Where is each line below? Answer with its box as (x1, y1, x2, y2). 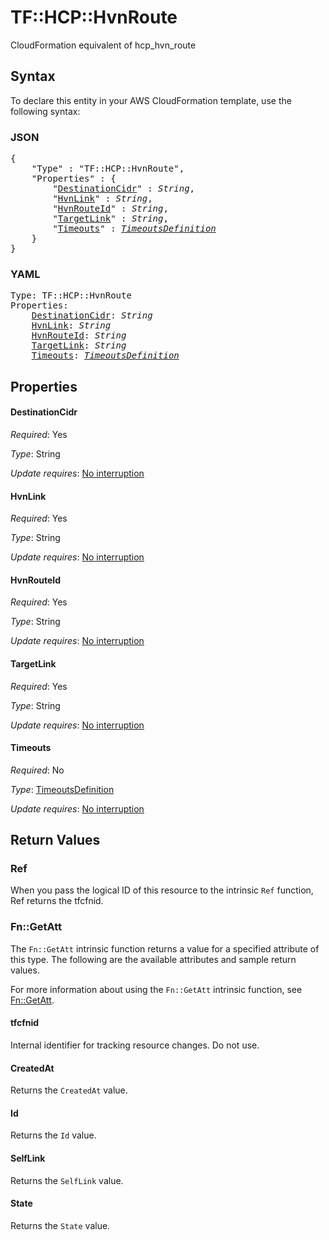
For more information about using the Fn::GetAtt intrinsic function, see (10, 983, 303, 995)
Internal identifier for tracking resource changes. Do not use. (10, 1039, 260, 1051)
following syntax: (10, 105, 81, 117)
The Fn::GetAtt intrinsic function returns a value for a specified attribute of (10, 942, 320, 955)
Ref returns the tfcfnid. (10, 895, 104, 907)
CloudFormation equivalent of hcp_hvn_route (10, 39, 197, 51)
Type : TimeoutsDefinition (10, 783, 115, 795)
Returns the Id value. (10, 1129, 97, 1141)
